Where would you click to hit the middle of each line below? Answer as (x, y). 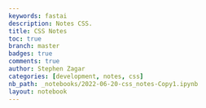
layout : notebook (38, 91)
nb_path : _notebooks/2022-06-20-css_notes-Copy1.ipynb (103, 84)
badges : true (31, 54)
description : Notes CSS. (50, 24)
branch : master (34, 46)
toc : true (25, 39)
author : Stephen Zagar (47, 69)
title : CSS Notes (38, 31)
